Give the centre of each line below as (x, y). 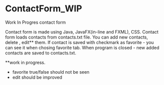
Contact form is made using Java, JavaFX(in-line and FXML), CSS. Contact (82, 32)
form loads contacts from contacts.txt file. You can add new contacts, (77, 37)
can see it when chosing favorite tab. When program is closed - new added (82, 47)
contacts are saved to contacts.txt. (41, 53)
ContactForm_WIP (44, 9)
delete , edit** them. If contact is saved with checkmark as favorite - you (80, 42)
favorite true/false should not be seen (51, 72)
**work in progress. (25, 62)
